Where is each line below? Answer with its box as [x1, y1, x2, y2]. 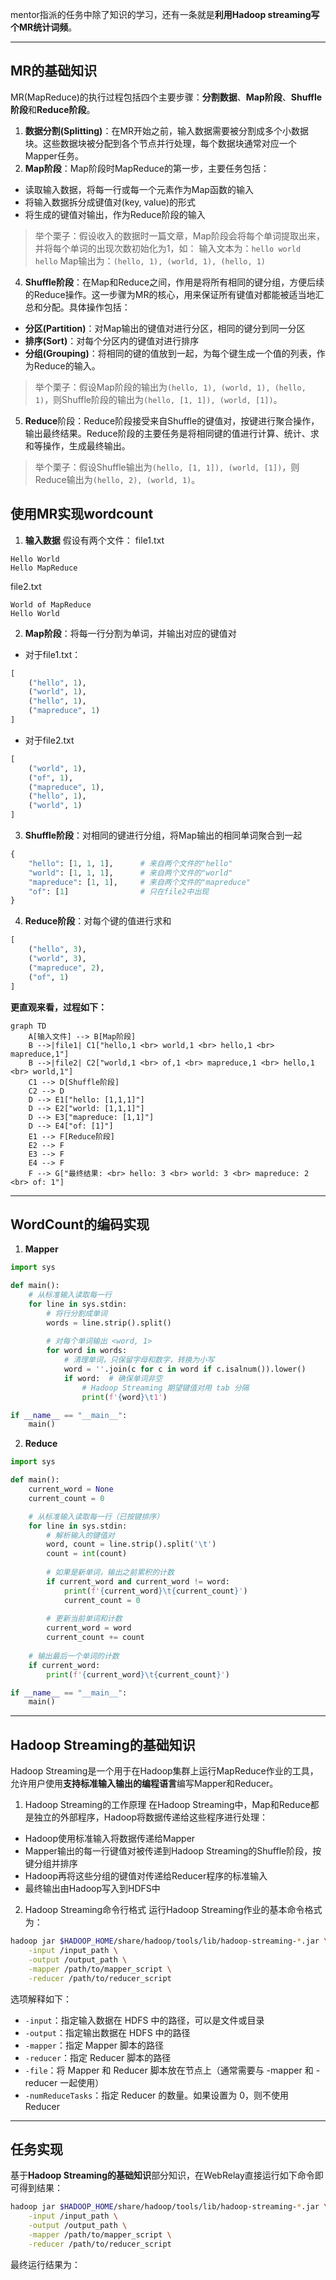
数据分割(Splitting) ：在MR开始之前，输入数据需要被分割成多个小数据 [24, 124, 310, 137]
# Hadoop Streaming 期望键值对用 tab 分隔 [81, 1383, 250, 1393]
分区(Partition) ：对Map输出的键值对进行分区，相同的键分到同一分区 [24, 322, 306, 334]
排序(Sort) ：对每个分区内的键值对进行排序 [24, 334, 200, 347]
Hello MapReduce [10, 563, 78, 573]
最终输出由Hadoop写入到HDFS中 [24, 1883, 161, 1895]
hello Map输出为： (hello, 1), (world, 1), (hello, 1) [34, 254, 267, 267]
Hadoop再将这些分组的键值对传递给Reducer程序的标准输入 [24, 1870, 268, 1882]
